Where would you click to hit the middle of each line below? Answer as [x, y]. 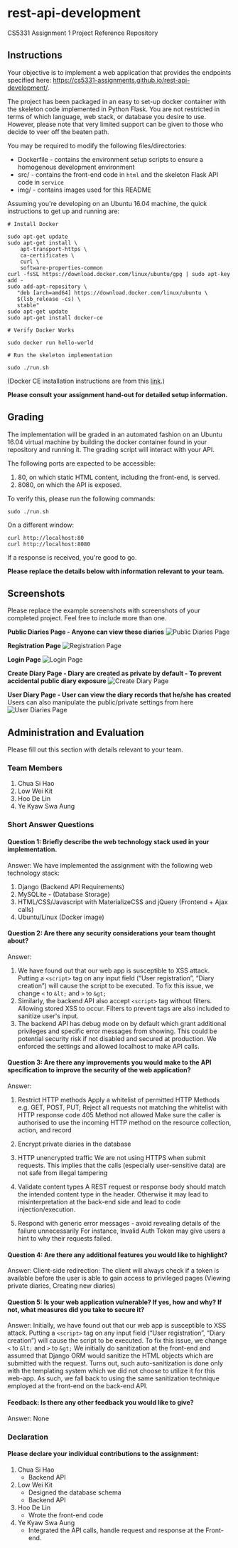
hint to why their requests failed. [65, 1239]
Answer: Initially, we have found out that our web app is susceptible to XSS [117, 1326]
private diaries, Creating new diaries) [61, 1286]
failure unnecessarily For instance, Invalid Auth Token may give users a [121, 1231]
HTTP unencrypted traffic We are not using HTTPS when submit [112, 1158]
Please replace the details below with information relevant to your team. [116, 571]
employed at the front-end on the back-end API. [77, 1386]
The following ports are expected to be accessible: [82, 463]
